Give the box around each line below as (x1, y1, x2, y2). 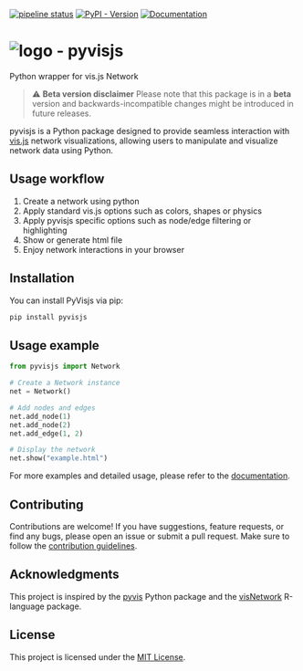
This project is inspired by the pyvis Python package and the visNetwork (9, 591, 283, 602)
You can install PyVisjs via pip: (9, 295, 124, 306)
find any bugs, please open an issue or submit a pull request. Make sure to (9, 530, 290, 541)
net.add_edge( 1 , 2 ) (9, 429, 84, 438)
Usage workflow (9, 172, 105, 187)
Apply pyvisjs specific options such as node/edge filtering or (22, 215, 252, 225)
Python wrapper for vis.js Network (9, 70, 139, 81)
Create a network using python (22, 195, 140, 206)
